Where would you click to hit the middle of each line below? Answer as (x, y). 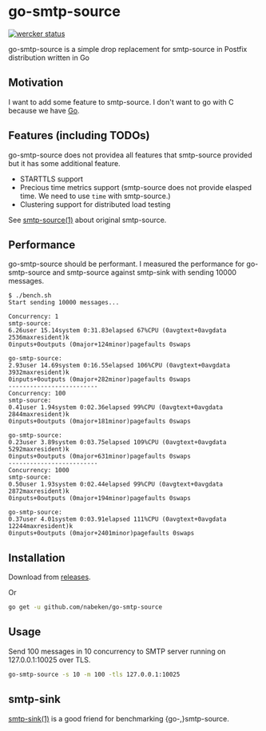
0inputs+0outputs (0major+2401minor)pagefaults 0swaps (101, 534)
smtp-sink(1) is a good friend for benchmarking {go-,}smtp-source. (119, 718)
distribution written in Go (49, 58)
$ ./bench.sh (30, 296)
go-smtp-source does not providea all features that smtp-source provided (131, 155)
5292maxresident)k (39, 450)
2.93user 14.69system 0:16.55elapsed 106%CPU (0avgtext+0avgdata (119, 366)
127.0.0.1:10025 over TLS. (50, 659)
